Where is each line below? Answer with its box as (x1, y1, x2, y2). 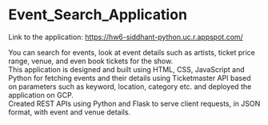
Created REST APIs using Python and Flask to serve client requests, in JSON (8, 99, 261, 108)
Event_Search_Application (8, 6, 188, 24)
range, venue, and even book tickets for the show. (8, 56, 174, 66)
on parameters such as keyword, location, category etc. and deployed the (8, 82, 252, 91)
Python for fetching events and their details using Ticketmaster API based (8, 73, 251, 83)
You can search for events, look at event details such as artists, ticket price (8, 47, 256, 57)
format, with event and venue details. (8, 107, 130, 117)
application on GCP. (8, 90, 74, 99)
